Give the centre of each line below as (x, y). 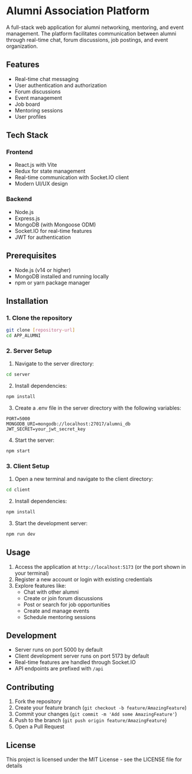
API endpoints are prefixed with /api (59, 669)
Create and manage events (56, 611)
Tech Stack (27, 135)
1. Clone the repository (39, 318)
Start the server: (35, 440)
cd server (18, 375)
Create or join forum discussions (63, 598)
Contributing (30, 687)
